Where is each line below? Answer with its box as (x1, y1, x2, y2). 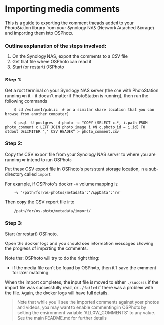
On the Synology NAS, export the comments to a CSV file (12, 54, 128, 59)
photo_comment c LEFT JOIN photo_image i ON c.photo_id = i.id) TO (5, 124, 146, 130)
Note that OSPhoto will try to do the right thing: (5, 255, 100, 261)
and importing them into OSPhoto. (5, 30, 74, 36)
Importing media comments (5, 3, 120, 15)
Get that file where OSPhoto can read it (12, 59, 92, 65)
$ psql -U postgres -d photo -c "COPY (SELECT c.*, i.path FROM (14, 120, 148, 125)
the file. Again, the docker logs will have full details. (5, 290, 109, 296)
